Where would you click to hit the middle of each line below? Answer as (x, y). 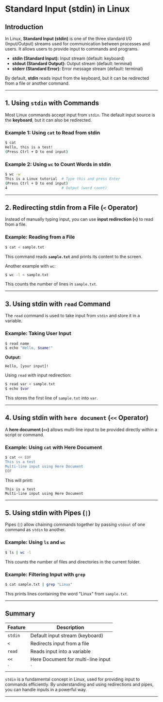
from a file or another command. (37, 83)
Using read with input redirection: (38, 375)
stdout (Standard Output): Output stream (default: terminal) (72, 63)
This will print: (19, 480)
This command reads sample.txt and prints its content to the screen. (74, 256)
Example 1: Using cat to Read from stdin (53, 132)
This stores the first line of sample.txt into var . (51, 398)
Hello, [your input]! (27, 366)
